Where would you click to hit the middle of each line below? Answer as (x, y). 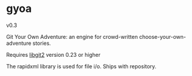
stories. (42, 43)
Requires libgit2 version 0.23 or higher (53, 54)
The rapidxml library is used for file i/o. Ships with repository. (81, 66)
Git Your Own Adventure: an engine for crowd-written (72, 37)
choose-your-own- (163, 37)
